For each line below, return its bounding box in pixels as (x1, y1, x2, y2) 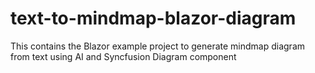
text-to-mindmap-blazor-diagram (10, 7, 297, 30)
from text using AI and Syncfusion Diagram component (10, 50, 237, 62)
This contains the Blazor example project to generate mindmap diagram (10, 40, 306, 52)
